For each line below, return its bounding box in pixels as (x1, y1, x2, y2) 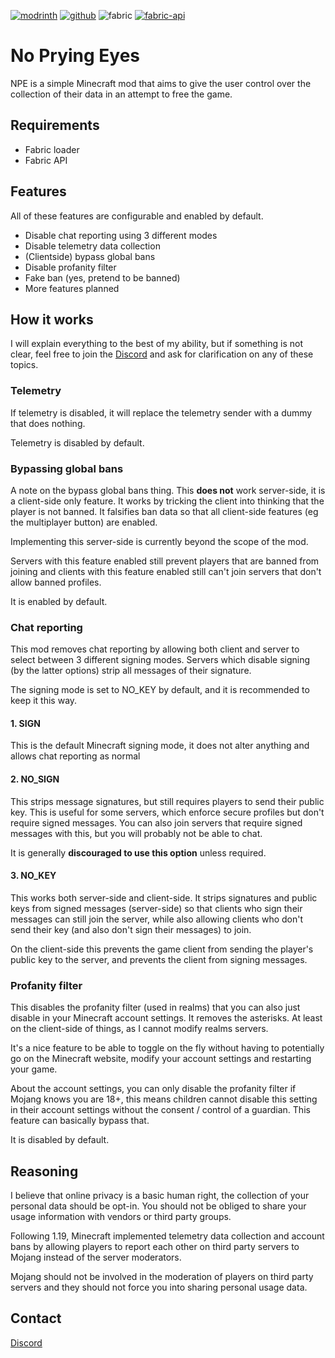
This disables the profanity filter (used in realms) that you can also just (10, 1001, 301, 1014)
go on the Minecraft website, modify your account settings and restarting (10, 1053, 312, 1065)
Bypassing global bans (10, 461, 124, 475)
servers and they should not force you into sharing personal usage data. (10, 1281, 308, 1293)
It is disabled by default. (10, 1134, 110, 1146)
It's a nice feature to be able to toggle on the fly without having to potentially (10, 1042, 325, 1054)
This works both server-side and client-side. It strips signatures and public (10, 891, 318, 904)
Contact (10, 1310, 62, 1327)
